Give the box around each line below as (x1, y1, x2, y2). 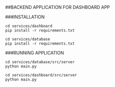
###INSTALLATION (5, 14, 45, 19)
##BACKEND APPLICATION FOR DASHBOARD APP (5, 4, 110, 10)
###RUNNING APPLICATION (5, 50, 64, 55)
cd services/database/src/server (5, 59, 75, 64)
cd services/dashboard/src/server (5, 72, 77, 77)
